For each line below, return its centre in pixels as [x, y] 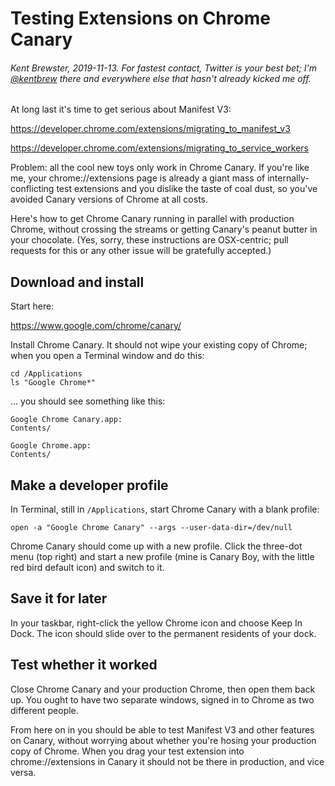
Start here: [32, 306]
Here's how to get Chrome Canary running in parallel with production [152, 219]
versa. [23, 772]
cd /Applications [46, 374]
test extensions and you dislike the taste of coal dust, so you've [187, 189]
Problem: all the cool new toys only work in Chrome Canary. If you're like [160, 168]
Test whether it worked [84, 665]
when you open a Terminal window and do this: [107, 356]
